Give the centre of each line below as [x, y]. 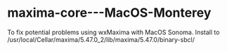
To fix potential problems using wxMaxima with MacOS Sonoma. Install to [113, 32]
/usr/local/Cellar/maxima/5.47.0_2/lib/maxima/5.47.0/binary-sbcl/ [101, 39]
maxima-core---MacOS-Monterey [109, 13]
